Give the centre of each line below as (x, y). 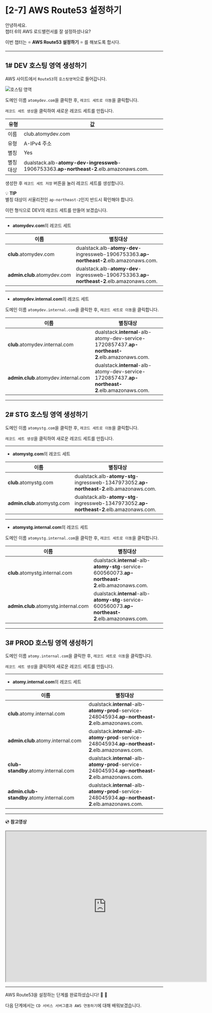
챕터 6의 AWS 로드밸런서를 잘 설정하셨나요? (48, 31)
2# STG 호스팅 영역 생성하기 (47, 415)
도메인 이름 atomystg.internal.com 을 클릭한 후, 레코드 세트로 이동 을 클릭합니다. (82, 538)
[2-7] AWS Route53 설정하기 (63, 10)
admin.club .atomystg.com (39, 503)
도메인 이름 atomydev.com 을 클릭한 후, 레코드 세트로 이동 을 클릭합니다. (72, 100)
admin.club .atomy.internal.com (45, 741)
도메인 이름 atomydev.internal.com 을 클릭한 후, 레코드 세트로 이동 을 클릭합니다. (82, 310)
